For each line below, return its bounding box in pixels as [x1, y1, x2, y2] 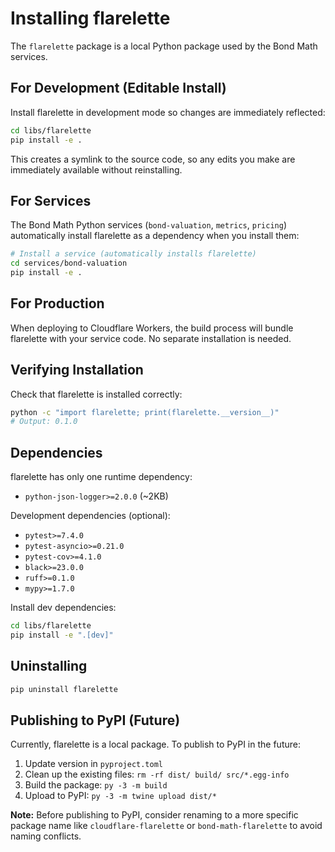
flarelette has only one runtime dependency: [10, 471, 193, 483]
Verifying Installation [10, 362, 144, 379]
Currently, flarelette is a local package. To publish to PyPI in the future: [10, 738, 301, 751]
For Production [10, 295, 105, 312]
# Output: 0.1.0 [10, 417, 78, 427]
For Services [10, 192, 92, 209]
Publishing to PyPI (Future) [10, 712, 181, 729]
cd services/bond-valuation [10, 258, 128, 269]
